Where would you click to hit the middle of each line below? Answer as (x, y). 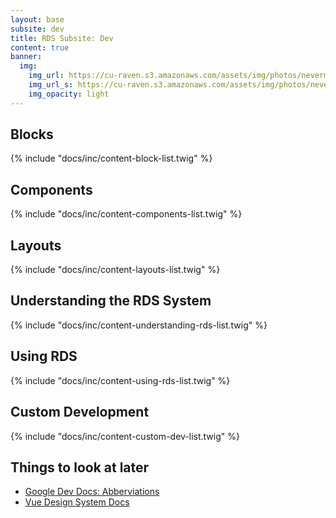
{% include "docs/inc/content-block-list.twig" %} (111, 158)
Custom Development (80, 412)
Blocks (32, 134)
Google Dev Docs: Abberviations (92, 492)
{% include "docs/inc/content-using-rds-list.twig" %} (120, 380)
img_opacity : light (69, 94)
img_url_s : (51, 85)
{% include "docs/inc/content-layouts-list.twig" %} (115, 270)
